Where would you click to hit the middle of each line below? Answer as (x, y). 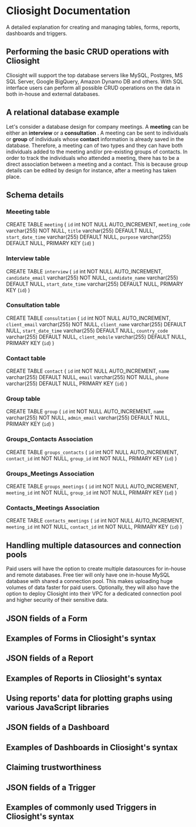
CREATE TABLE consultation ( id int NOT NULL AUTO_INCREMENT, (88, 318)
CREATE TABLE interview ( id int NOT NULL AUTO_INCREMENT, (85, 271)
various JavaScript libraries (58, 707)
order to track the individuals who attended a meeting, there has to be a (93, 158)
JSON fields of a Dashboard (58, 727)
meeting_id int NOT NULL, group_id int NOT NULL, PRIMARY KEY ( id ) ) (92, 493)
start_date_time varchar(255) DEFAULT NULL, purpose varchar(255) (89, 237)
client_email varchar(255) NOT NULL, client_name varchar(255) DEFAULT (96, 324)
